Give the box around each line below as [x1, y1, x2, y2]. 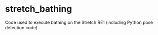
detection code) [5, 24, 38, 30]
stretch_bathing [5, 3, 73, 15]
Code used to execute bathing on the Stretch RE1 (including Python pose [5, 19, 153, 25]
